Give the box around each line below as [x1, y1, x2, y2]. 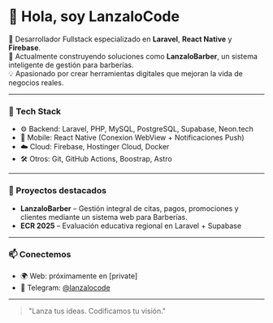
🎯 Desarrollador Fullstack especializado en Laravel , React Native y [8, 34, 232, 44]
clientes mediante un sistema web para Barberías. [19, 212, 188, 222]
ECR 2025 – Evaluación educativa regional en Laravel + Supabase [19, 221, 242, 230]
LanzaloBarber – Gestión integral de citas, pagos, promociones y [19, 203, 239, 213]
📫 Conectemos [8, 249, 71, 261]
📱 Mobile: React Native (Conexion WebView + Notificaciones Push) [19, 133, 245, 143]
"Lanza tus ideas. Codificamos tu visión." [28, 306, 167, 316]
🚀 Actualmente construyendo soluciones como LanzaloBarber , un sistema [8, 51, 258, 61]
